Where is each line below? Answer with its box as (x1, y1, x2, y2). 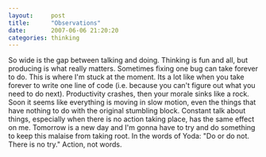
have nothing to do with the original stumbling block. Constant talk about (8, 106, 246, 116)
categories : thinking (8, 33, 80, 42)
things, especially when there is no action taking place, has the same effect (8, 114, 255, 124)
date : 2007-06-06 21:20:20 (8, 26, 119, 34)
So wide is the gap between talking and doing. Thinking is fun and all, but (8, 56, 249, 65)
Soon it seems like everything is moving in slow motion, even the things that (8, 98, 256, 107)
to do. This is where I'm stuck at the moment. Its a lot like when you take (8, 72, 245, 82)
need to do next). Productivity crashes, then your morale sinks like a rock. (8, 89, 250, 99)
